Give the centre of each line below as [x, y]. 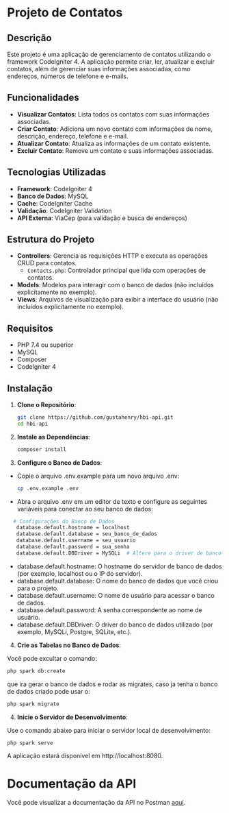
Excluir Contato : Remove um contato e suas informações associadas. [115, 150]
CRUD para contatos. [47, 263]
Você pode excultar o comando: [52, 658]
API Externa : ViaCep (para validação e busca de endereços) [102, 218]
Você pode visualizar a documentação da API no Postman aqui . [96, 803]
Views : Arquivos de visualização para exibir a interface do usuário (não [118, 300]
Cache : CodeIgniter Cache [55, 203]
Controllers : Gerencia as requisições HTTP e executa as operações [112, 256]
